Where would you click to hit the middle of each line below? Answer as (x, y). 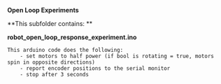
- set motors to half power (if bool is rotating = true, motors (117, 56)
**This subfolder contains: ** (50, 23)
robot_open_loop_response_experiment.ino (72, 37)
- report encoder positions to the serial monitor (95, 69)
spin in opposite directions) (51, 62)
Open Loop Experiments (43, 10)
